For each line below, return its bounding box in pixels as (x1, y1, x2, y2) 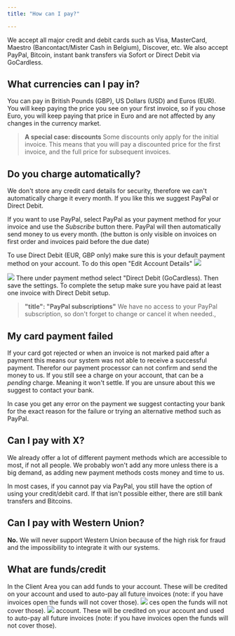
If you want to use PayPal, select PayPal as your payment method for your (7, 215, 221, 224)
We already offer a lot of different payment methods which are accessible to (7, 453, 227, 461)
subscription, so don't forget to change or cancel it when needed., (24, 310, 216, 318)
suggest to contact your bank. (7, 386, 95, 395)
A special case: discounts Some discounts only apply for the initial (24, 133, 219, 141)
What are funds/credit (7, 564, 107, 576)
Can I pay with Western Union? (7, 517, 145, 529)
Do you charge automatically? (7, 168, 141, 180)
